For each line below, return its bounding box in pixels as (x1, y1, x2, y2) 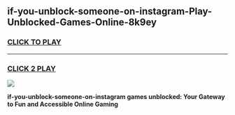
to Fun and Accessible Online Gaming (7, 100, 119, 108)
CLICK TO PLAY (7, 38, 62, 47)
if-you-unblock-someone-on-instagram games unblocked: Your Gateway (7, 92, 225, 100)
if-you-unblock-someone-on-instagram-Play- (7, 6, 213, 17)
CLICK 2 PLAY (7, 63, 56, 73)
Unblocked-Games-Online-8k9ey (7, 17, 157, 29)
